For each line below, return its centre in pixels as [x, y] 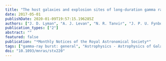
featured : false [22, 37]
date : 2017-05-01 [23, 14]
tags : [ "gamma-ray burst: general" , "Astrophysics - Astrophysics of [78, 46]
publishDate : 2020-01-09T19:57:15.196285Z [49, 19]
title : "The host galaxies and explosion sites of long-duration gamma [80, 10]
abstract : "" [19, 32]
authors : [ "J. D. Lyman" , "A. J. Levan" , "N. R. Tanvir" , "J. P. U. [77, 23]
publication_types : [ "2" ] [32, 28]
